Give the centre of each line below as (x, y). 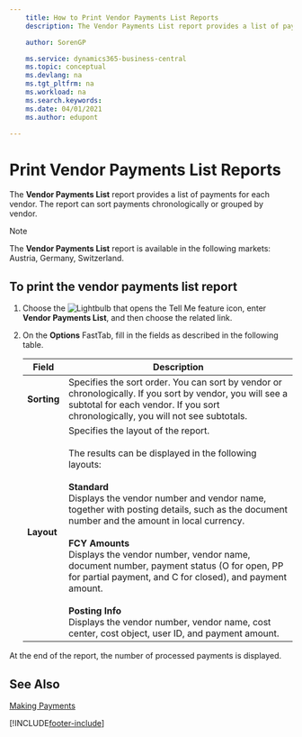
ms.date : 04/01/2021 (64, 109)
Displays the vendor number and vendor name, (168, 498)
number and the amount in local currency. (157, 521)
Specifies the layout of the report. (139, 431)
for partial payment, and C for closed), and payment (178, 578)
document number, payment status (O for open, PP (176, 566)
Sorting (43, 399)
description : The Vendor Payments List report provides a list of (152, 26)
